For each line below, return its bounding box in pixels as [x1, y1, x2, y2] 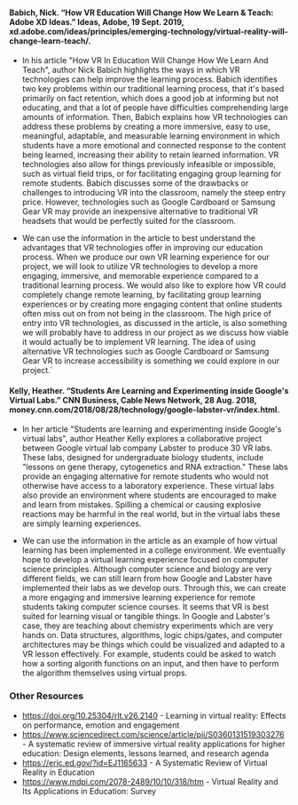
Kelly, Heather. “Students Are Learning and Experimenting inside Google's [9, 385, 289, 395]
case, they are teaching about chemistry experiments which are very [21, 620, 273, 631]
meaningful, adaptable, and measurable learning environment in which [21, 131, 280, 141]
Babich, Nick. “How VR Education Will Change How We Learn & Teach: [9, 7, 274, 18]
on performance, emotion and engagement [21, 720, 180, 730]
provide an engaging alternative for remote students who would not [21, 471, 269, 482]
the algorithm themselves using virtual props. [21, 667, 188, 679]
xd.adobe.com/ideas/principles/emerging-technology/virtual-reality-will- [9, 26, 288, 36]
